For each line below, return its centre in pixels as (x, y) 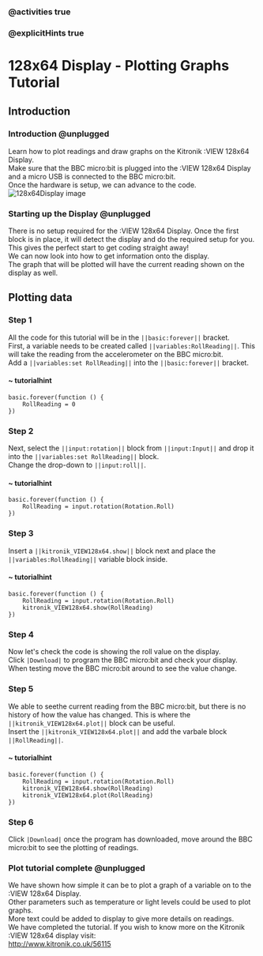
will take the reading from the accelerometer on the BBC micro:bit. (116, 354)
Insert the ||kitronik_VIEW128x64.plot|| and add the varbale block (118, 731)
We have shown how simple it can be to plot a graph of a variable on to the (130, 885)
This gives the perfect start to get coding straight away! (99, 248)
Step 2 (21, 431)
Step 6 (21, 822)
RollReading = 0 (49, 404)
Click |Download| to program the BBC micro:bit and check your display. (123, 660)
